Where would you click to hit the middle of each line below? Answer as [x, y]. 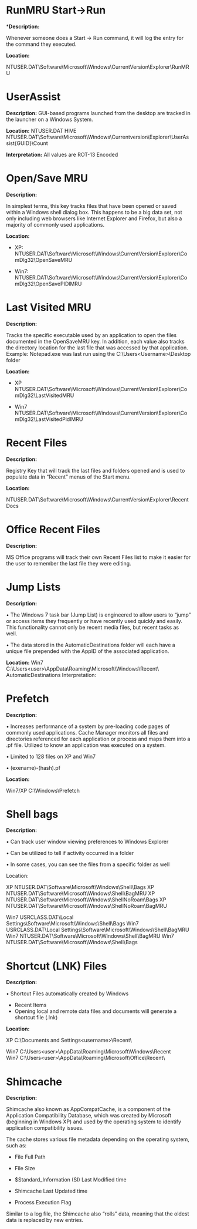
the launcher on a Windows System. [50, 119]
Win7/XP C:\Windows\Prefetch [43, 790]
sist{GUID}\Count [27, 143]
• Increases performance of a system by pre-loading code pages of [88, 726]
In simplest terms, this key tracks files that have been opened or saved [91, 206]
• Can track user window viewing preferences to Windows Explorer [87, 842]
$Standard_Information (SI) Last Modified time [71, 1180]
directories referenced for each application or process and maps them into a [98, 739]
